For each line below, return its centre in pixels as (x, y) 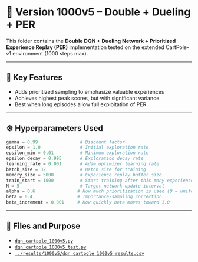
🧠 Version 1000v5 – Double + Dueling (98, 12)
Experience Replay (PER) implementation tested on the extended (85, 47)
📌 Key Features (34, 78)
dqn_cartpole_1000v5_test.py (50, 247)
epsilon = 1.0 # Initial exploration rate (77, 148)
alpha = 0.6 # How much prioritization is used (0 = (92, 191)
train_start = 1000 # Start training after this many (85, 180)
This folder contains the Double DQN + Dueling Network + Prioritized (91, 41)
